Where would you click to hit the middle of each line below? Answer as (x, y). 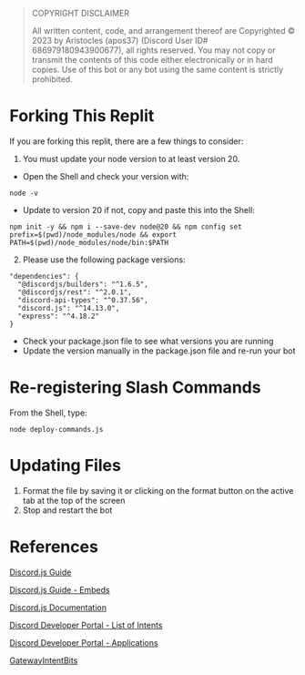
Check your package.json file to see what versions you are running (148, 341)
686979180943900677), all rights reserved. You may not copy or (153, 50)
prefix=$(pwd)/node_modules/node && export (93, 235)
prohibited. (52, 79)
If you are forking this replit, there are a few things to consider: (127, 141)
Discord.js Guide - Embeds (60, 589)
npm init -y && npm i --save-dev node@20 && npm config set (126, 227)
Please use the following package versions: (104, 260)
